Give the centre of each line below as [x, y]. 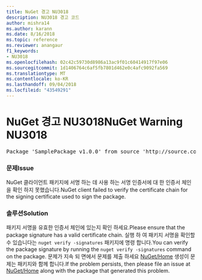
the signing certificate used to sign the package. [66, 197]
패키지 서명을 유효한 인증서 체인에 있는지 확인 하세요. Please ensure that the [96, 228]
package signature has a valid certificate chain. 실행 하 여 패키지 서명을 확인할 [101, 235]
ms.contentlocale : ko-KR [37, 79]
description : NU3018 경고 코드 [43, 17]
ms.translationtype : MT [36, 73]
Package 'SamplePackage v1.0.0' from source [73, 151]
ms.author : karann [29, 29]
